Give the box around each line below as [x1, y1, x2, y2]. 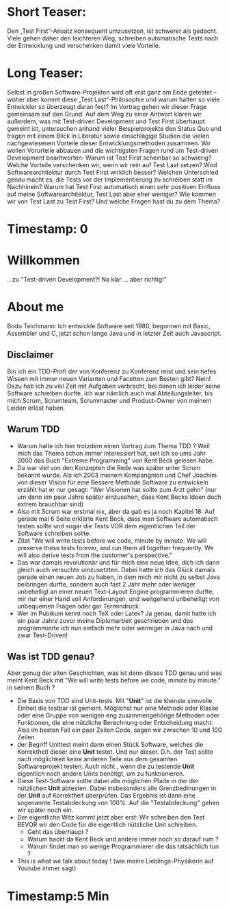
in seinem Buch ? [7, 683, 55, 692]
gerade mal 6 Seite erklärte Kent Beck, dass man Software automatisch [16, 515, 218, 523]
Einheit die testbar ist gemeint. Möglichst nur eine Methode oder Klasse [16, 704, 219, 713]
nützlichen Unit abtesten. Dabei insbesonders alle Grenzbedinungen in [16, 784, 217, 792]
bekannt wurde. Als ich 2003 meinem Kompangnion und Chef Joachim [16, 471, 217, 479]
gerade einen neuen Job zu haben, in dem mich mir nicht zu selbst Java [16, 573, 220, 581]
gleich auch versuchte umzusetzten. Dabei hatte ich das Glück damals [16, 565, 215, 574]
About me [7, 299, 64, 315]
